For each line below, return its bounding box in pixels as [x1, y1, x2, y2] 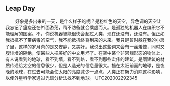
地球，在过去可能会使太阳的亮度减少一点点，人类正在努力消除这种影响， [14, 68, 165, 75]
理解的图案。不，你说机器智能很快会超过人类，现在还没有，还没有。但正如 [9, 30, 165, 37]
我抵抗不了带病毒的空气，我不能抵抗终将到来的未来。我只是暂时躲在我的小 [5, 37, 160, 43]
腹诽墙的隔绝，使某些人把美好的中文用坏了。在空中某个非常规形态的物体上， [5, 50, 165, 56]
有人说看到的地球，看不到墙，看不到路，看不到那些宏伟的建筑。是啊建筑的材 [5, 56, 165, 62]
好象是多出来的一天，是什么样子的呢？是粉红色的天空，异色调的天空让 [15, 18, 162, 24]
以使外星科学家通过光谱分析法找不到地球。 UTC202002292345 [5, 75, 138, 81]
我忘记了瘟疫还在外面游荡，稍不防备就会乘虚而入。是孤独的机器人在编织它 [5, 24, 160, 30]
